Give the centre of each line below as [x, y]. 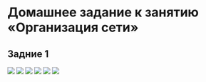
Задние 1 [28, 54]
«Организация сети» [73, 27]
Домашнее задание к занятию [103, 12]
